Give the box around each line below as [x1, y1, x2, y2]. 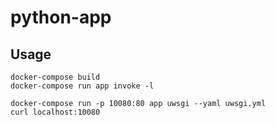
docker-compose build [10, 72, 101, 82]
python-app [10, 6, 112, 29]
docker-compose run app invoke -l [10, 81, 155, 91]
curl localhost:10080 [10, 107, 101, 117]
